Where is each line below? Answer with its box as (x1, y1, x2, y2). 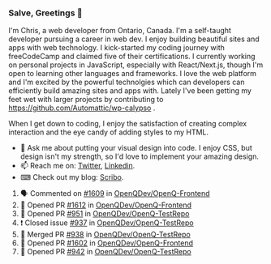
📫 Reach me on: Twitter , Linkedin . (19, 161, 135, 171)
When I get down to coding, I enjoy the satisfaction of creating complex (8, 119, 247, 129)
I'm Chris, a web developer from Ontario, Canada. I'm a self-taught (8, 26, 231, 36)
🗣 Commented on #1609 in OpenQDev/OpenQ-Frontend (19, 189, 210, 198)
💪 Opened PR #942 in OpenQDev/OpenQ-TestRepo (19, 247, 192, 257)
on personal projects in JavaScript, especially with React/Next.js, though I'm (8, 60, 264, 70)
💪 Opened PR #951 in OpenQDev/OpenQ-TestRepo (19, 209, 190, 219)
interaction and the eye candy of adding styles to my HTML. (8, 127, 209, 137)
